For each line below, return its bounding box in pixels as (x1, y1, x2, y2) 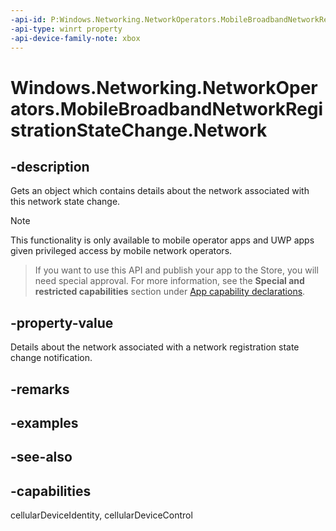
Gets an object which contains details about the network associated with (10, 185, 310, 197)
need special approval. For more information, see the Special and (34, 275, 305, 287)
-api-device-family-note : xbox (10, 33, 141, 43)
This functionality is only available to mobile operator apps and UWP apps (10, 234, 315, 246)
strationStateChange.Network (10, 119, 268, 141)
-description (10, 158, 90, 175)
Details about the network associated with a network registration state (10, 341, 300, 353)
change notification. (10, 352, 93, 364)
